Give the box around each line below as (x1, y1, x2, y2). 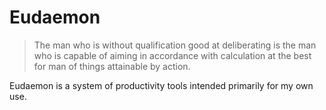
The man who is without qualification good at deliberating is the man (33, 39, 317, 51)
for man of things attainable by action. (33, 60, 191, 72)
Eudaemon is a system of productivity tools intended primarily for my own (9, 79, 314, 91)
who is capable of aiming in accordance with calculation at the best (33, 49, 312, 61)
